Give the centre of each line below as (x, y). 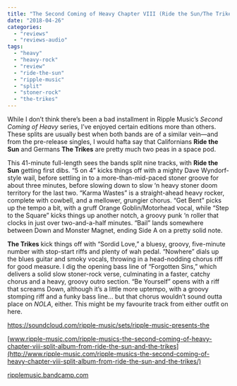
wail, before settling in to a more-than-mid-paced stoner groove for (121, 178)
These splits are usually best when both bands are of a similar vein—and (113, 134)
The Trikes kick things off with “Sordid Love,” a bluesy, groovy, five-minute (116, 244)
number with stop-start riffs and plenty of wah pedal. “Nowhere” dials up (113, 252)
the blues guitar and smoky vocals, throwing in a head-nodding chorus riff (115, 259)
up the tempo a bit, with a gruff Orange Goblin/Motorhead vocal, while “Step (118, 208)
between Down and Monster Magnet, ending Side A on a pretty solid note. (115, 230)
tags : (15, 47)
